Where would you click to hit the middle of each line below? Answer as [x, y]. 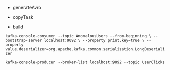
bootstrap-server [24, 40]
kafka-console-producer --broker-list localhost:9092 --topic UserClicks [85, 62]
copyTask [23, 17]
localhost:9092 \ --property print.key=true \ [94, 40]
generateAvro [27, 7]
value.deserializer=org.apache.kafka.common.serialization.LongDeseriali [85, 49]
